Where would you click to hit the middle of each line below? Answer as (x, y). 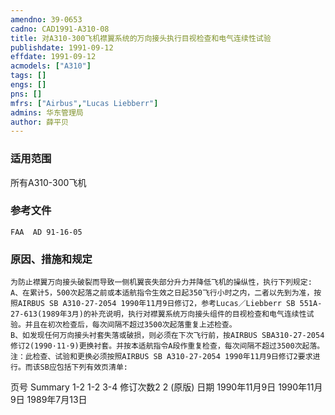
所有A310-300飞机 (48, 182)
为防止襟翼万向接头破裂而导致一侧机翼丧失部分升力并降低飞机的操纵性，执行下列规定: (161, 282)
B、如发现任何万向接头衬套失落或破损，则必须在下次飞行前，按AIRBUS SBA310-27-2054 (167, 336)
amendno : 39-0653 (46, 19)
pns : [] (26, 94)
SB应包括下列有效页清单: (83, 367)
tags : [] (28, 76)
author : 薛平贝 (39, 122)
